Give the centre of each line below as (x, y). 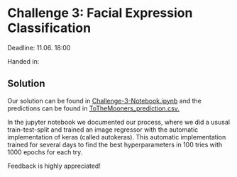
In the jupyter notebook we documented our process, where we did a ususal (119, 122)
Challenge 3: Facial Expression (100, 13)
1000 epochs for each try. (45, 152)
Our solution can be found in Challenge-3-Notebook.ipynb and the (105, 101)
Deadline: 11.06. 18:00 (39, 47)
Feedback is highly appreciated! (54, 166)
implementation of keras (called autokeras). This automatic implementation (117, 137)
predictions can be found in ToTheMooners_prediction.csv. (93, 108)
